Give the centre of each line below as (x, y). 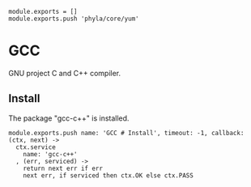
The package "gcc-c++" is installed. (69, 118)
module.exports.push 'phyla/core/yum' (74, 19)
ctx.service (36, 147)
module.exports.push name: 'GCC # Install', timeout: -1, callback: (126, 133)
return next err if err (63, 168)
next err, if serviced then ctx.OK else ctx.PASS (108, 175)
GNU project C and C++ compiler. (65, 73)
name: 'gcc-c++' (51, 154)
